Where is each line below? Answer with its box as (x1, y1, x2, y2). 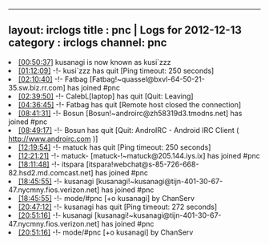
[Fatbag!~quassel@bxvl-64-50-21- (89, 74, 206, 84)
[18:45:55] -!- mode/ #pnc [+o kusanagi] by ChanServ (18, 193, 195, 203)
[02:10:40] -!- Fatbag (18, 74, 88, 84)
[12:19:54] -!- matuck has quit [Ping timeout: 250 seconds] (18, 142, 211, 152)
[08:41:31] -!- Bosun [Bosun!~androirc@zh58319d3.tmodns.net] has (18, 108, 243, 118)
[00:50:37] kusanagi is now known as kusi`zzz (18, 57, 171, 66)
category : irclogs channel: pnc (8, 36, 167, 50)
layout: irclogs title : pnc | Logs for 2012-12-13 (8, 23, 243, 37)
